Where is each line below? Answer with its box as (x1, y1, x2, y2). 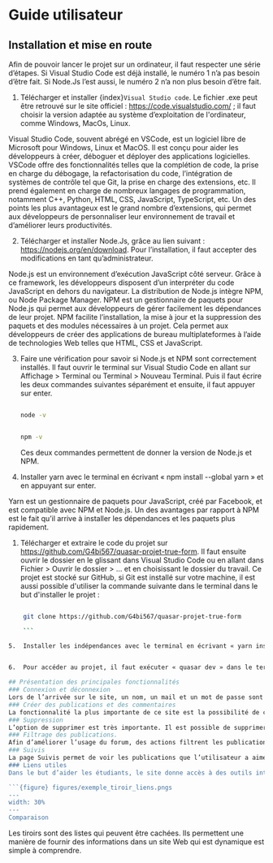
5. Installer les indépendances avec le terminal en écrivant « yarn (8, 641, 253, 650)
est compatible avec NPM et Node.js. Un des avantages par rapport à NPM (8, 505, 260, 515)
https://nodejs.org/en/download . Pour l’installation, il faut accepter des (19, 245, 258, 254)
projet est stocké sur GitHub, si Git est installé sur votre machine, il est (19, 572, 256, 582)
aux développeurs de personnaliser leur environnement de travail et (8, 212, 236, 221)
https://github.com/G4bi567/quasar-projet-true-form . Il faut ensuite (19, 546, 247, 556)
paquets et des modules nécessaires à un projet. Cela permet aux (8, 321, 229, 330)
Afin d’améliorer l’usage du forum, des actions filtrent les (8, 739, 223, 747)
